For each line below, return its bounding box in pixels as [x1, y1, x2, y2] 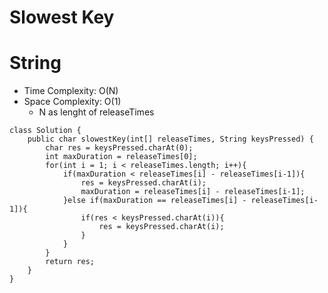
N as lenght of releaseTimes [38, 106, 155, 118]
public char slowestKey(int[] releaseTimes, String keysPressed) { [27, 134, 314, 145]
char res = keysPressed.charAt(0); [45, 143, 194, 153]
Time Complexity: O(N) [23, 85, 119, 97]
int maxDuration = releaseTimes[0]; [45, 152, 198, 162]
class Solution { [9, 126, 82, 136]
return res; [45, 257, 96, 267]
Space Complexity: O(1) [23, 96, 122, 108]
